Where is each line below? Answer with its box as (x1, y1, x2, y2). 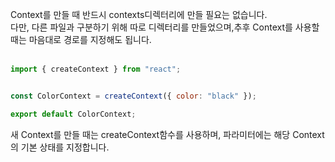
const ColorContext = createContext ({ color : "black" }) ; (10, 91, 257, 101)
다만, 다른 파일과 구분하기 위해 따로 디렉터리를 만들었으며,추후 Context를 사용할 (10, 21, 320, 33)
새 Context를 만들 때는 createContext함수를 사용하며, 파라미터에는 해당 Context (10, 128, 325, 140)
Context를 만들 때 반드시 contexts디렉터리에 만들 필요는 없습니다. (10, 9, 268, 20)
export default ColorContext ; (10, 109, 137, 119)
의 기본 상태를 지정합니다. (10, 141, 110, 153)
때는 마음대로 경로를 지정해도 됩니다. (10, 34, 152, 45)
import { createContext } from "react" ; (10, 64, 182, 74)
